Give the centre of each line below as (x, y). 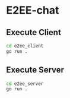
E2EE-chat (33, 10)
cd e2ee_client (25, 46)
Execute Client (34, 32)
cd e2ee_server (25, 84)
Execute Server (35, 70)
